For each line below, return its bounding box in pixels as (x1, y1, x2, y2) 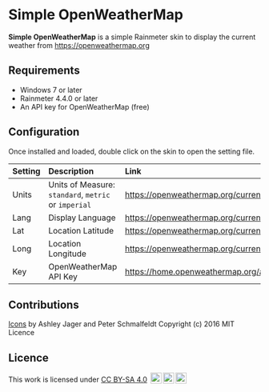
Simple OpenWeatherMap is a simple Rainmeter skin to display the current (8, 32, 256, 42)
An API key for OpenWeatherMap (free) (19, 102, 150, 111)
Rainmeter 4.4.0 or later (19, 94, 98, 103)
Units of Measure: (47, 178, 116, 190)
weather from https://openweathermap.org (8, 40, 150, 50)
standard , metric (47, 189, 110, 200)
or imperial (47, 198, 92, 210)
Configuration (8, 126, 80, 139)
